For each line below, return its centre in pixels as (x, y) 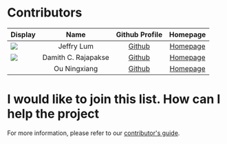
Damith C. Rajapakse (76, 57)
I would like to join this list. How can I (114, 100)
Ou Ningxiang (76, 68)
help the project (53, 114)
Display (23, 34)
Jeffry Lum (76, 46)
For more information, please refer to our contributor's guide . (94, 133)
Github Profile (139, 34)
